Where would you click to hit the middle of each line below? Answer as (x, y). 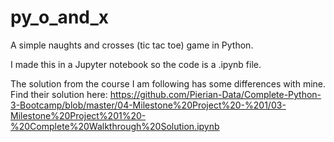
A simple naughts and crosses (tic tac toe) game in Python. (132, 45)
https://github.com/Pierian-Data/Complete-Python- (215, 94)
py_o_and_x (60, 17)
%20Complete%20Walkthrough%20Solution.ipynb (115, 126)
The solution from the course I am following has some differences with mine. (168, 83)
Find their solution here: (59, 94)
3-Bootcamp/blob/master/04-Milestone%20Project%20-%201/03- (148, 105)
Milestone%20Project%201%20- (78, 115)
